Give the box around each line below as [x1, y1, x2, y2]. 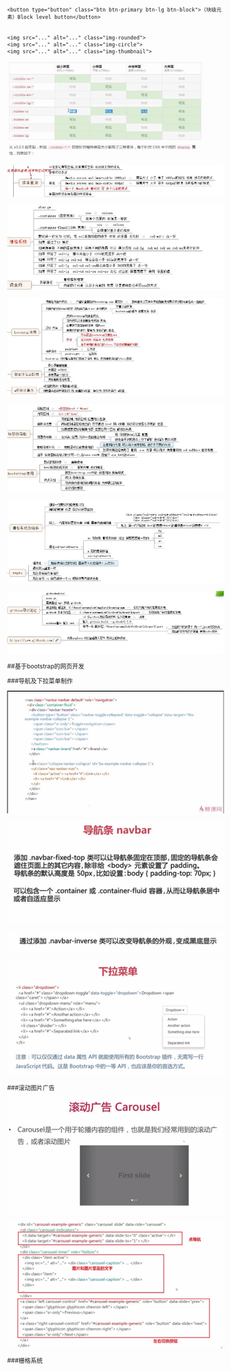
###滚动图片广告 [7, 1083, 55, 1092]
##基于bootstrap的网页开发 [7, 662, 85, 670]
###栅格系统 [7, 1357, 43, 1365]
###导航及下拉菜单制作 [7, 677, 74, 685]
